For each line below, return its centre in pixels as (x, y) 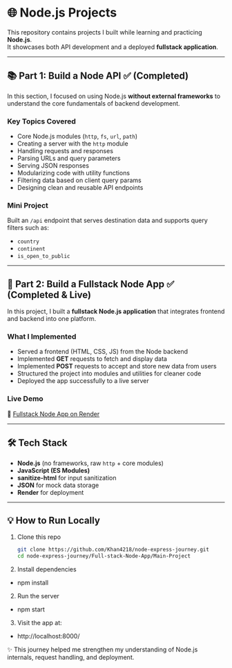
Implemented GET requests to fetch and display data (92, 359)
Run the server (38, 596)
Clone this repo (39, 537)
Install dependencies (47, 569)
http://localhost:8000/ (48, 636)
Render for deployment (50, 492)
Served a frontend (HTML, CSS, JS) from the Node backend (103, 352)
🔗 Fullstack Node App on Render (54, 414)
